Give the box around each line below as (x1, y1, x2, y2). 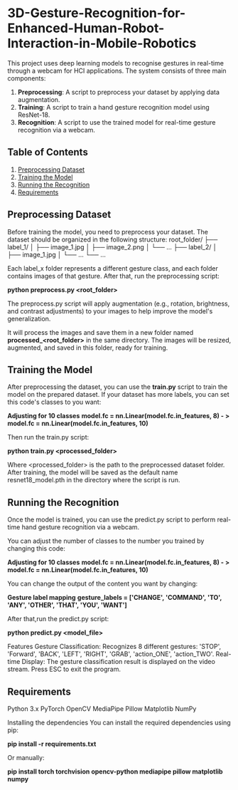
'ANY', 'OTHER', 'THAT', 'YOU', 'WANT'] (7, 601, 128, 610)
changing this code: (7, 544, 65, 553)
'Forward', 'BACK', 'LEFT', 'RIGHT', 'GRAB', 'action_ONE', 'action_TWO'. (7, 650, 215, 658)
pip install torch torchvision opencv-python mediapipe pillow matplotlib (7, 767, 223, 776)
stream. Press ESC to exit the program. (7, 665, 121, 674)
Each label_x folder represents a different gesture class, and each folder (7, 264, 218, 272)
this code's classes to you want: (7, 397, 102, 407)
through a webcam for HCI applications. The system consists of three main (7, 66, 227, 75)
